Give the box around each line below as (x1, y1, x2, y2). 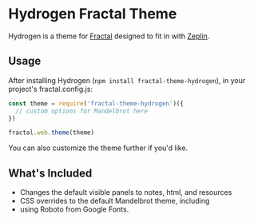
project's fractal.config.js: (8, 84, 93, 93)
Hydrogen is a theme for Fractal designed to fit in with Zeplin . (8, 31, 210, 41)
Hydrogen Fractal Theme (8, 5, 177, 23)
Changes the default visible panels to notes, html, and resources (19, 188, 232, 197)
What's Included (8, 166, 93, 180)
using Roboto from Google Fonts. (19, 204, 129, 214)
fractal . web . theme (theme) (8, 129, 94, 137)
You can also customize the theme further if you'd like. (8, 143, 189, 153)
